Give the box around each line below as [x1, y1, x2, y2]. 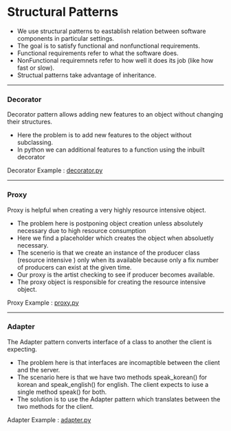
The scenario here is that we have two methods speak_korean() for [16, 373, 208, 381]
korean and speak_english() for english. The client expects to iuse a [16, 380, 209, 388]
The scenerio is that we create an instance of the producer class [16, 248, 201, 257]
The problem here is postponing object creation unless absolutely [16, 219, 203, 228]
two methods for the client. [16, 402, 94, 410]
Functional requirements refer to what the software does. [16, 49, 179, 57]
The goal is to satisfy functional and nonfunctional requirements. [16, 41, 201, 50]
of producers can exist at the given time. [16, 263, 132, 271]
